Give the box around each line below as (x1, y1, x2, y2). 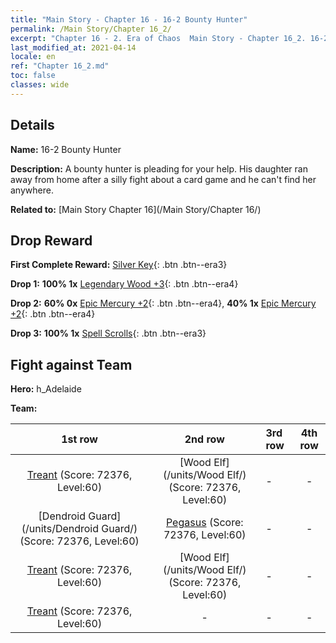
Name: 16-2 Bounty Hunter (10, 143, 122, 155)
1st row (61, 432, 98, 446)
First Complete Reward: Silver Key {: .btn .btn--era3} (10, 259, 228, 271)
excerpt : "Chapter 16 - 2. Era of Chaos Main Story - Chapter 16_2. (10, 33, 307, 43)
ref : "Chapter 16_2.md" (10, 61, 110, 71)
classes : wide (10, 80, 70, 90)
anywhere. (10, 184, 54, 196)
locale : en (10, 52, 56, 62)
